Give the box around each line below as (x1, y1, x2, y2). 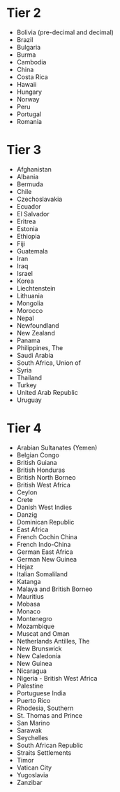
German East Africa (16, 548, 74, 556)
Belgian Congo (16, 450, 60, 459)
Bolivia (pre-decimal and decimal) (16, 28, 114, 36)
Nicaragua (16, 667, 47, 675)
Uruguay (16, 396, 43, 404)
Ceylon (16, 488, 38, 496)
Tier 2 (6, 5, 41, 21)
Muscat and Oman (16, 629, 70, 638)
